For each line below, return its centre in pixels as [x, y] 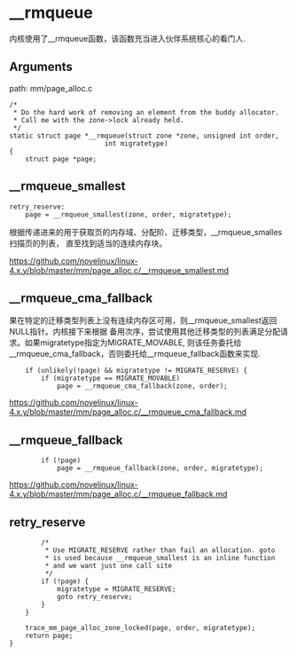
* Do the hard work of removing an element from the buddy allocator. [146, 112]
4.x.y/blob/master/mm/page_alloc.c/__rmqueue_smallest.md [119, 270]
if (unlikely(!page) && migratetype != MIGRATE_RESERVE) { [137, 371]
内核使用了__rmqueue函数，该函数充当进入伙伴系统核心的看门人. [128, 38]
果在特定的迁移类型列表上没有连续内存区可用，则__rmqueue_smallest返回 [143, 320]
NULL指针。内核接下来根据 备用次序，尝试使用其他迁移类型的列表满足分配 [145, 332]
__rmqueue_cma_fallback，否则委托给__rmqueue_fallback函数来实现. [135, 354]
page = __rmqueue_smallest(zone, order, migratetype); [129, 214]
